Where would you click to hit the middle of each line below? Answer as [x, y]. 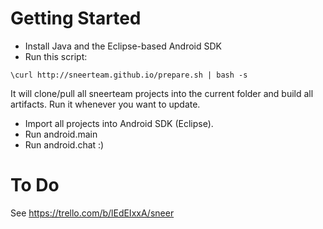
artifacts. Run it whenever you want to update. [105, 104]
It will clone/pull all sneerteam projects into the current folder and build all [162, 93]
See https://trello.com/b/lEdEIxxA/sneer [92, 213]
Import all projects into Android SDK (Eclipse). [119, 123]
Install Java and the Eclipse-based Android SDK [123, 46]
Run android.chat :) [64, 144]
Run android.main [61, 134]
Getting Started [76, 18]
